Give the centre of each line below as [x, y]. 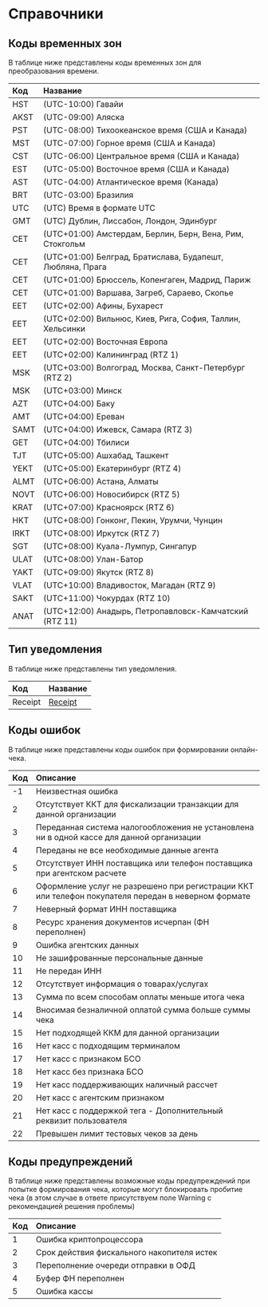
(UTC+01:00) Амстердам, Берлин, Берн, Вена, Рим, [144, 234]
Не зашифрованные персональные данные [119, 957]
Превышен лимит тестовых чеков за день [117, 1133]
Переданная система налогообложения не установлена [145, 827]
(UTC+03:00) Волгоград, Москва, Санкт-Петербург [144, 368]
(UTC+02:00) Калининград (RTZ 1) [111, 354]
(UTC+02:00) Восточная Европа [106, 342]
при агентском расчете [81, 873]
